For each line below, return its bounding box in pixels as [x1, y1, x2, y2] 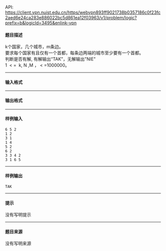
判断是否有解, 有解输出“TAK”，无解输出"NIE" [5, 56, 96, 62]
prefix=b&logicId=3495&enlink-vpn [5, 20, 77, 26]
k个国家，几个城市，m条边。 [5, 44, 63, 50]
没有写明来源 [5, 241, 31, 247]
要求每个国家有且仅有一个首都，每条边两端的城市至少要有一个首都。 [5, 50, 144, 56]
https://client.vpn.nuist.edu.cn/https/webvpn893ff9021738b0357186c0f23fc [5, 9, 161, 15]
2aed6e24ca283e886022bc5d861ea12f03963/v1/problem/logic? [5, 15, 137, 20]
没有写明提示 [5, 212, 31, 218]
